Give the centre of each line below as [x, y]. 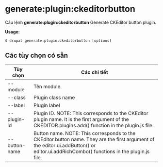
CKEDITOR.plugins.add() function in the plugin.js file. [94, 125]
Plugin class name [54, 97]
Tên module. [48, 86]
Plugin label [47, 105]
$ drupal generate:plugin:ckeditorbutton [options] [58, 41]
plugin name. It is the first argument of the [81, 119]
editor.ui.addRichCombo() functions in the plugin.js [92, 151]
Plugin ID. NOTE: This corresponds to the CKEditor [91, 113]
